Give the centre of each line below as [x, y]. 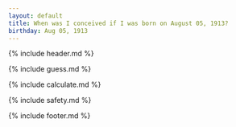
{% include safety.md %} [50, 100]
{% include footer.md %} [50, 116]
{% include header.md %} [51, 54]
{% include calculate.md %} [55, 84]
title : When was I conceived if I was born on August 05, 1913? [118, 23]
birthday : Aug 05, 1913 [48, 31]
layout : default [35, 16]
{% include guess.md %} [50, 69]
